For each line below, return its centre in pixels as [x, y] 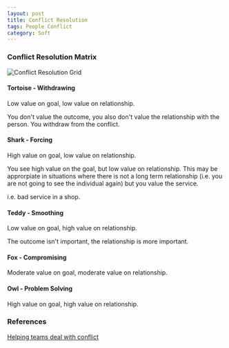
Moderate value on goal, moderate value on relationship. [87, 273]
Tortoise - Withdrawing [41, 88]
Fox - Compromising [37, 257]
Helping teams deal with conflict [53, 337]
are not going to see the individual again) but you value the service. [103, 183]
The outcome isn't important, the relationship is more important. [98, 241]
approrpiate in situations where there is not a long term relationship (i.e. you [115, 176]
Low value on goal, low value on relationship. [71, 103]
